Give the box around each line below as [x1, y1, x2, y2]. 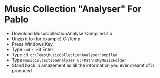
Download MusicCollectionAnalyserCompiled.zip [11, 30, 113, 36]
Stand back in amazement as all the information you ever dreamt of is [11, 62, 155, 68]
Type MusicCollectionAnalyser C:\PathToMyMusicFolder [11, 57, 127, 63]
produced [11, 67, 32, 73]
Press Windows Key [11, 41, 53, 47]
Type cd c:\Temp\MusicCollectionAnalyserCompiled [11, 51, 118, 58]
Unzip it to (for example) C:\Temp [11, 36, 81, 42]
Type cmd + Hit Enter [11, 46, 53, 52]
